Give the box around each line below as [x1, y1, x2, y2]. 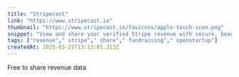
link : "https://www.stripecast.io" [7, 17, 113, 24]
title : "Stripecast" [7, 10, 69, 18]
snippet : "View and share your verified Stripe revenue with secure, [7, 30, 218, 38]
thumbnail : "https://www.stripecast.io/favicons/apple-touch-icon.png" [7, 24, 224, 31]
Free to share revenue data [7, 63, 87, 71]
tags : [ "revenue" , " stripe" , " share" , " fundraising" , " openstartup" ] [7, 37, 218, 44]
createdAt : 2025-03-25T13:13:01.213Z [7, 43, 119, 51]
